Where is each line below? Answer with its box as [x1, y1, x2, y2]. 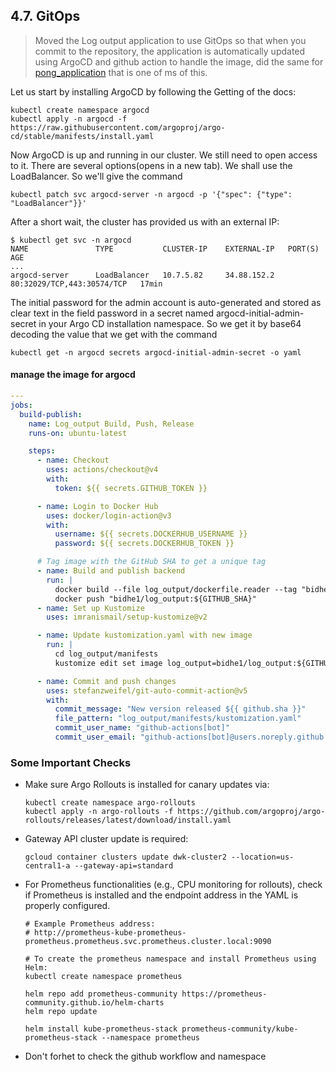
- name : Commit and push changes [36, 676, 177, 686]
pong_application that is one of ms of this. [34, 66, 208, 78]
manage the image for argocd [10, 369, 136, 381]
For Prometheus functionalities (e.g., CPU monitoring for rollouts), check [24, 879, 323, 891]
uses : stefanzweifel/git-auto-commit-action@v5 [46, 685, 248, 696]
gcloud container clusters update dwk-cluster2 [24, 852, 227, 863]
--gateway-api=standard [74, 861, 174, 871]
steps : [28, 446, 56, 456]
